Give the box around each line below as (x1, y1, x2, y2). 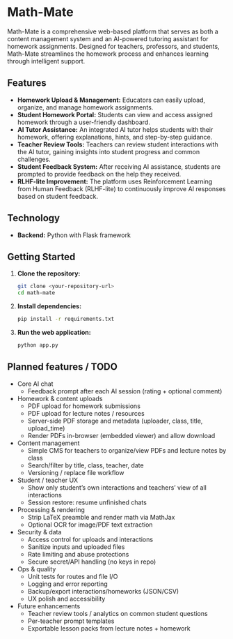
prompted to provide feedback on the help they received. (17, 170, 182, 178)
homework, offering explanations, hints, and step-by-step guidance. (17, 133, 213, 141)
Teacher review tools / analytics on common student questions (27, 609, 208, 617)
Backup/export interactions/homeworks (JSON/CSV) (27, 587, 179, 595)
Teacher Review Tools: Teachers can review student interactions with (17, 140, 218, 149)
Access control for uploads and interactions (27, 535, 154, 543)
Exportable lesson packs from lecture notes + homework (27, 624, 191, 632)
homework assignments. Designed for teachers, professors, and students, (7, 42, 220, 50)
